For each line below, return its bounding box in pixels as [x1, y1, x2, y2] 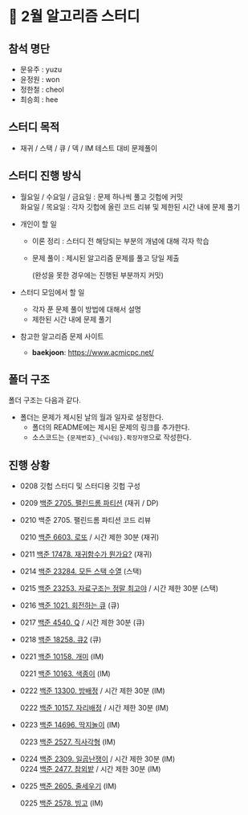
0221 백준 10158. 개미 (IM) [19, 652, 104, 662]
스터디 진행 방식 [8, 169, 82, 183]
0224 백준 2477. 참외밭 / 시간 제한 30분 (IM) [19, 764, 161, 774]
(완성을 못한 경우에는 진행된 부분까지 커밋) [31, 270, 165, 279]
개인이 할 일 [19, 218, 58, 229]
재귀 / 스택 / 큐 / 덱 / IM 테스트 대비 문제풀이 [19, 143, 158, 153]
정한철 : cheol [19, 85, 64, 94]
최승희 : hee [19, 95, 59, 104]
